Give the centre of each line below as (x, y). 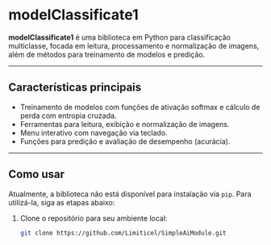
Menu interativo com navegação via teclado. (94, 133)
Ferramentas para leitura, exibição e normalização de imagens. (125, 124)
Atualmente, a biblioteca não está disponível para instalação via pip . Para (130, 194)
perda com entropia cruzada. (68, 116)
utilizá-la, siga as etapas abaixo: (62, 202)
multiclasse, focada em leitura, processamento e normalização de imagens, (134, 45)
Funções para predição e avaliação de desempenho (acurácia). (125, 141)
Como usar (37, 174)
